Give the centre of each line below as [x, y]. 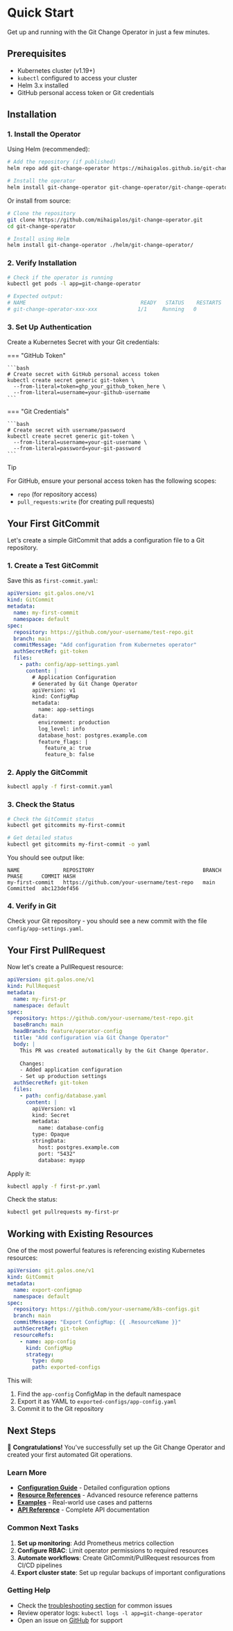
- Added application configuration [71, 1070]
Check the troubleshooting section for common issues [95, 1605]
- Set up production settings [63, 1077]
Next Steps [32, 1431]
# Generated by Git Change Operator [85, 684]
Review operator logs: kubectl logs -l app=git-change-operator [110, 1613]
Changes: [32, 1064]
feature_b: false [69, 755]
